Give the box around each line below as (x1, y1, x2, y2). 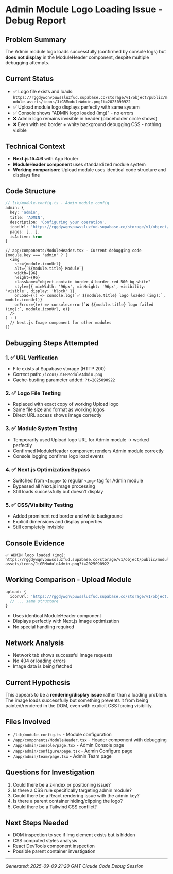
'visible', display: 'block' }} (5, 289, 75, 294)
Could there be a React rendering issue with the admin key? (12, 792, 140, 798)
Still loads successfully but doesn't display (12, 488, 103, 494)
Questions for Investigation (5, 768, 95, 777)
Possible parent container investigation (12, 848, 96, 854)
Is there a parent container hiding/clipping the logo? (12, 798, 123, 804)
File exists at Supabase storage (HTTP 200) (12, 366, 106, 371)
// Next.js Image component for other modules (10, 320, 112, 325)
